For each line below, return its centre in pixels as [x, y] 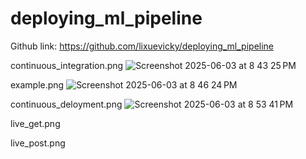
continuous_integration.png [67, 65]
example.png [37, 84]
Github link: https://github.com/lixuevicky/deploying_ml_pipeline [142, 46]
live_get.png [35, 123]
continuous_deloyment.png [66, 104]
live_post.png [38, 143]
